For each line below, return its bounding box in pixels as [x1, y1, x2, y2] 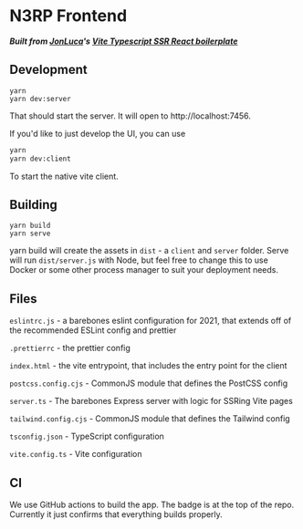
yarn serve [9, 229, 51, 238]
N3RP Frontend [9, 5, 128, 26]
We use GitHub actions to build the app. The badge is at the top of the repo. [9, 499, 295, 510]
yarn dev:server [9, 94, 71, 103]
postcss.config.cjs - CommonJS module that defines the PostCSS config [9, 378, 288, 389]
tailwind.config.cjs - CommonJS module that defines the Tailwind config [9, 413, 290, 424]
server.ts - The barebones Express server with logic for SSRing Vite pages [9, 396, 294, 407]
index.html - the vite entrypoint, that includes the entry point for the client [9, 360, 287, 371]
